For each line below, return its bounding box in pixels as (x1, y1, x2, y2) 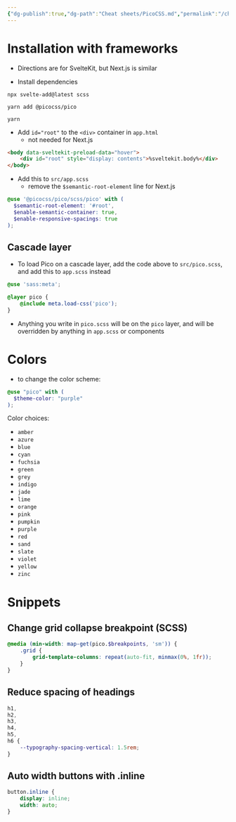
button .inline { (7, 788, 55, 796)
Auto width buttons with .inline (7, 770, 145, 782)
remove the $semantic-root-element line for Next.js (27, 182, 176, 190)
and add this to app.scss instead (17, 268, 111, 276)
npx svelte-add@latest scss (7, 91, 90, 98)
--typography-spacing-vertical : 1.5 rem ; (20, 744, 140, 751)
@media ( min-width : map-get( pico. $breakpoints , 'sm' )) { (7, 641, 178, 648)
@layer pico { (7, 294, 49, 301)
